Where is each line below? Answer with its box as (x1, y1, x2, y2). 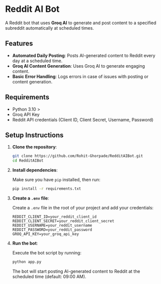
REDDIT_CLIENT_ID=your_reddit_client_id (12, 214, 97, 219)
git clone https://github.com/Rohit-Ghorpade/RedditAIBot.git (12, 154, 143, 159)
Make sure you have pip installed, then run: (12, 177, 100, 183)
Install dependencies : (12, 167, 58, 173)
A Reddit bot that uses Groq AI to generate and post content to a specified (5, 20, 157, 26)
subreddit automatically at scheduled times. (5, 25, 94, 31)
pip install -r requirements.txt (12, 186, 81, 191)
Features (5, 40, 33, 48)
